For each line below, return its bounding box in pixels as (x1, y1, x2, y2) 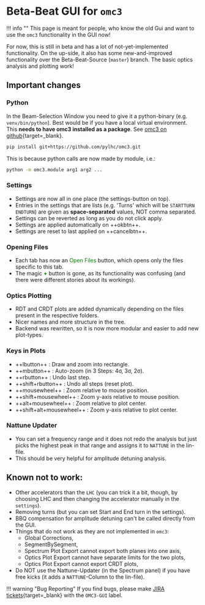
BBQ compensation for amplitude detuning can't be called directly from (15, 514, 195, 522)
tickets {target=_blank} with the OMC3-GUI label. (6, 592, 123, 599)
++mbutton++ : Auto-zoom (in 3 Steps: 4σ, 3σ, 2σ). (15, 367, 144, 374)
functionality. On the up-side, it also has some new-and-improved (6, 49, 173, 56)
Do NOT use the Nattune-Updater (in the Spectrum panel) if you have (15, 566, 191, 574)
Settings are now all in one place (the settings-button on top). (15, 195, 170, 202)
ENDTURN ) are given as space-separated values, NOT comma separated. (15, 208, 197, 215)
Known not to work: (6, 472, 83, 483)
